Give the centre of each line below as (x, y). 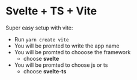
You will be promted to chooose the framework (72, 52)
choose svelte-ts (45, 71)
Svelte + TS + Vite (51, 11)
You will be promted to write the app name (67, 46)
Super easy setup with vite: (39, 28)
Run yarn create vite (41, 39)
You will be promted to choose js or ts (61, 65)
